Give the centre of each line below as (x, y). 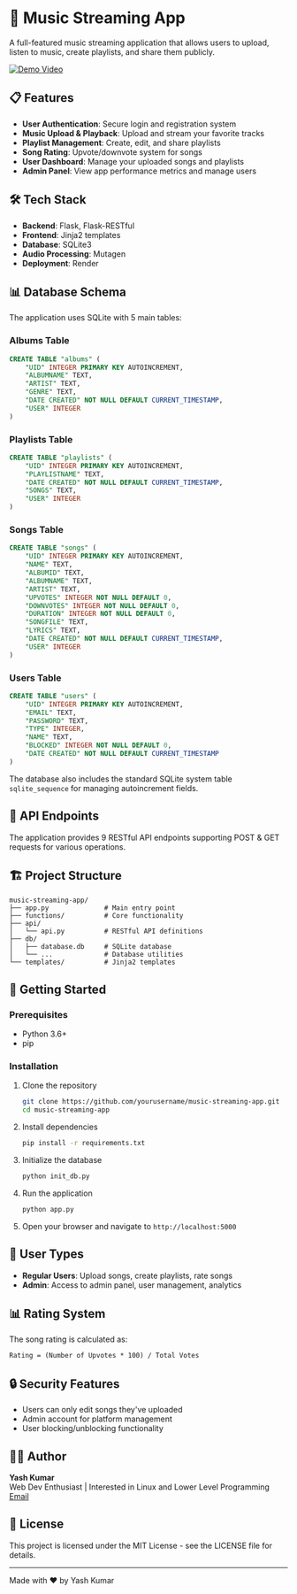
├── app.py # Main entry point (92, 908)
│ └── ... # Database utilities (96, 955)
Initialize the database (62, 1160)
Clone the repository (59, 1086)
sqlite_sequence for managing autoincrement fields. (104, 788)
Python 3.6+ (45, 1034)
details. (23, 1555)
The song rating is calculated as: (69, 1339)
